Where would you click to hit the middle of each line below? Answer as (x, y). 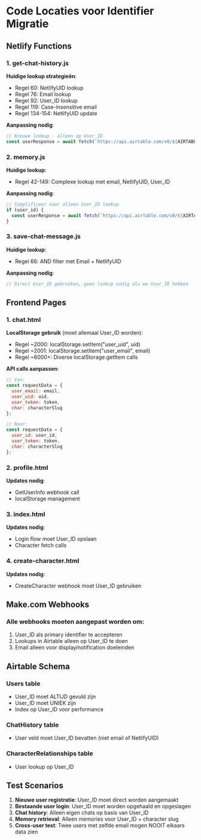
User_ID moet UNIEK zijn (45, 703)
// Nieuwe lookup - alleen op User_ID (54, 136)
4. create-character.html (43, 561)
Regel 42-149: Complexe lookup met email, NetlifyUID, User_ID (92, 181)
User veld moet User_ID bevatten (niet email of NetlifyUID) (87, 738)
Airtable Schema (38, 666)
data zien (26, 832)
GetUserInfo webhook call (47, 492)
